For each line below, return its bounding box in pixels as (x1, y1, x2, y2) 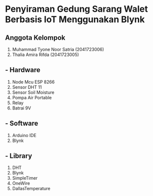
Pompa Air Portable (12, 94, 52, 100)
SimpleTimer (12, 175, 38, 181)
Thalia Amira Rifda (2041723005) (12, 52, 79, 57)
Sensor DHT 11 (12, 84, 42, 90)
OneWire (12, 180, 30, 186)
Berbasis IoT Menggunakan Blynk (5, 14, 145, 25)
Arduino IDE (12, 132, 37, 138)
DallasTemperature (12, 186, 51, 192)
